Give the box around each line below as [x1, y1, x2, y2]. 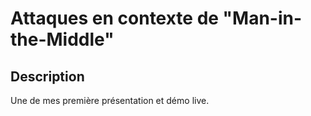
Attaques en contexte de [10, 7, 219, 30]
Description [10, 68, 85, 85]
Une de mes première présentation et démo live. [10, 95, 210, 106]
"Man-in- [222, 7, 303, 30]
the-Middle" [10, 28, 115, 51]
